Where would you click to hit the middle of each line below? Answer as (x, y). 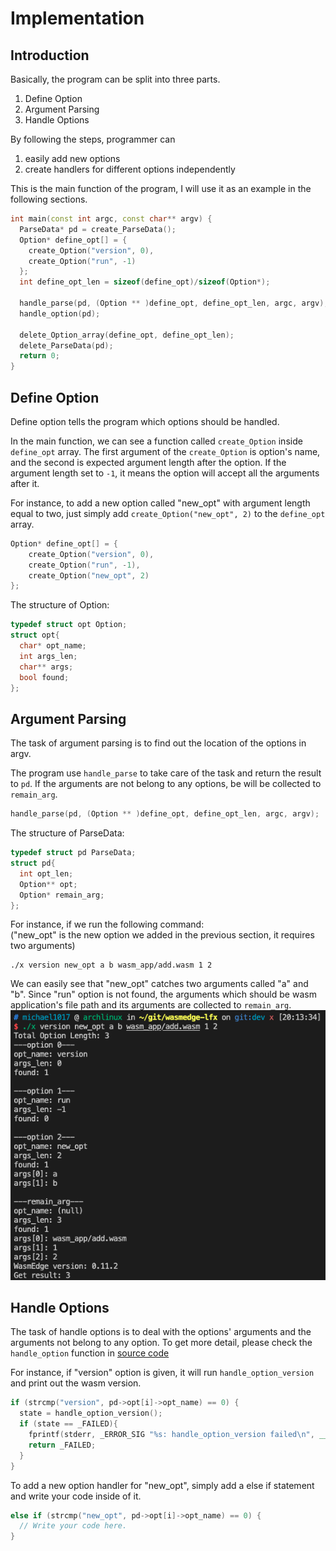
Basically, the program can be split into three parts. (115, 79)
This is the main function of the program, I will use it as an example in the (161, 188)
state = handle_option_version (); (91, 1413)
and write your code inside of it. (76, 1496)
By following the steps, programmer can (93, 139)
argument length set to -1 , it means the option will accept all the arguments (165, 473)
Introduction (50, 55)
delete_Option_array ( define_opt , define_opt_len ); (127, 335)
